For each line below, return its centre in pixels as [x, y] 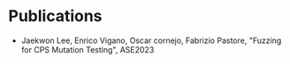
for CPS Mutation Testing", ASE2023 [88, 49]
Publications [55, 16]
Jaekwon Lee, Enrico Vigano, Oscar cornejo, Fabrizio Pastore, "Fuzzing [151, 40]
